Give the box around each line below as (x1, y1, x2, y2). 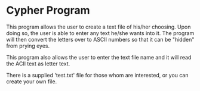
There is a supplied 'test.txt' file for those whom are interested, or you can (6, 71, 189, 79)
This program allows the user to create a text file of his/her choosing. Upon (6, 23, 191, 30)
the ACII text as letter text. (6, 60, 70, 67)
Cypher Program (6, 4, 91, 17)
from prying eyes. (6, 42, 50, 49)
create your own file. (6, 78, 57, 85)
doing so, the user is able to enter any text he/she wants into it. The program (6, 29, 195, 36)
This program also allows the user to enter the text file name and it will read (6, 54, 192, 61)
